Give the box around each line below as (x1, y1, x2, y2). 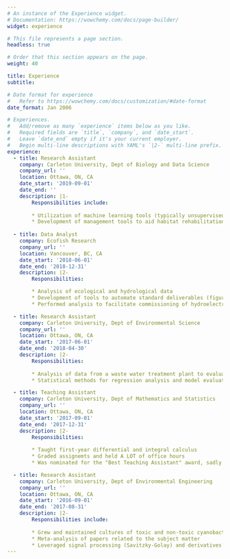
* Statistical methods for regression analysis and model (31, 377, 201, 384)
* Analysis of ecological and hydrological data (31, 288, 173, 295)
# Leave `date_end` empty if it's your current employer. (7, 136, 183, 142)
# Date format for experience (7, 91, 94, 98)
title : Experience (7, 73, 60, 79)
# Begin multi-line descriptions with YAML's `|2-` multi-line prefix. (7, 142, 222, 149)
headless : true (7, 42, 51, 49)
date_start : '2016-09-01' (19, 497, 94, 504)
